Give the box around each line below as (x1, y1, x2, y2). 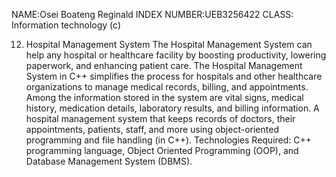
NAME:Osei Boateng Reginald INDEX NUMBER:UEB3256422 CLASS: (11, 9, 294, 20)
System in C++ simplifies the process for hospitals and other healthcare (25, 70, 323, 82)
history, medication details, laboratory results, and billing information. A (25, 102, 320, 114)
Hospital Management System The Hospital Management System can (25, 39, 313, 50)
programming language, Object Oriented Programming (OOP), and (25, 145, 299, 156)
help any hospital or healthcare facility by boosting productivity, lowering (25, 49, 327, 61)
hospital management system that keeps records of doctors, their (25, 113, 296, 124)
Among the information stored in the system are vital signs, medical (25, 92, 304, 103)
